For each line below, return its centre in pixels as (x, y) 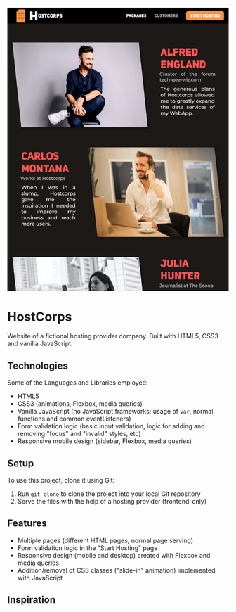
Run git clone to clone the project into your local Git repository (109, 494)
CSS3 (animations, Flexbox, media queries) (80, 404)
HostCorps (40, 317)
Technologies (38, 365)
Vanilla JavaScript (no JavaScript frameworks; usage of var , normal (115, 412)
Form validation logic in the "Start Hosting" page (87, 548)
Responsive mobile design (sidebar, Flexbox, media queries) (104, 441)
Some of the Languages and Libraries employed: (78, 383)
